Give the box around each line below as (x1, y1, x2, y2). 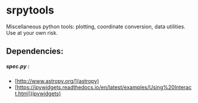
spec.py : (6, 62, 30, 69)
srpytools (6, 4, 54, 17)
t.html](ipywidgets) (14, 90, 61, 97)
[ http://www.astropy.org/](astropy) (14, 78, 99, 85)
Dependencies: (6, 46, 64, 57)
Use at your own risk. (6, 29, 58, 36)
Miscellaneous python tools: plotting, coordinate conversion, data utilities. (6, 23, 186, 30)
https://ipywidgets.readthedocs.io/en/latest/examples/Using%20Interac (17, 84, 192, 91)
